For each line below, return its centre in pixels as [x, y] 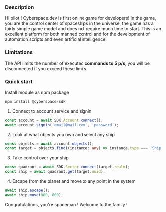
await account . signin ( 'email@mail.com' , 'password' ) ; [62, 125]
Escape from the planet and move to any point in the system [74, 181]
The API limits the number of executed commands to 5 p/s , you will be [78, 63]
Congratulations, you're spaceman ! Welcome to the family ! [66, 204]
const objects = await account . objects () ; [50, 144]
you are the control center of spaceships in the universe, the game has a [80, 23]
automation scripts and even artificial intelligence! [56, 39]
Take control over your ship [40, 158]
